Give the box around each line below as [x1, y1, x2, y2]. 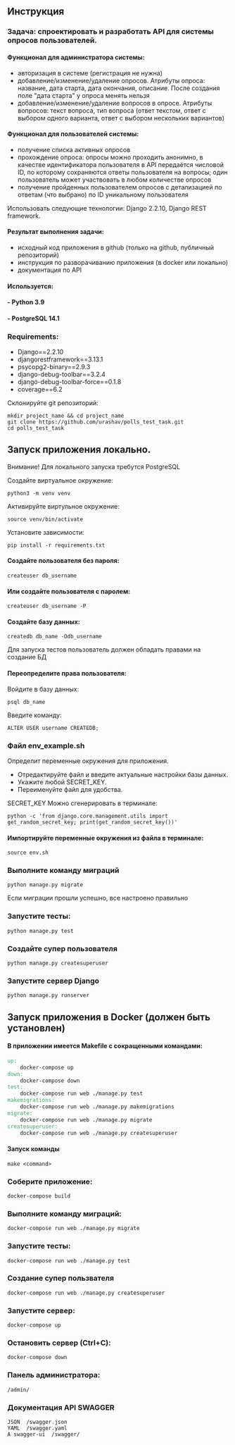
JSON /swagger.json [7, 1418, 68, 1425]
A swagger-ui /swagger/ [7, 1430, 80, 1438]
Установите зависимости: [7, 528, 84, 536]
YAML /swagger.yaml [7, 1425, 68, 1432]
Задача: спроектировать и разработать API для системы [7, 27, 215, 37]
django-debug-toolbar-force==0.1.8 [17, 378, 122, 386]
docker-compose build [7, 1192, 71, 1200]
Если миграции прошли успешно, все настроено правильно [7, 894, 189, 903]
